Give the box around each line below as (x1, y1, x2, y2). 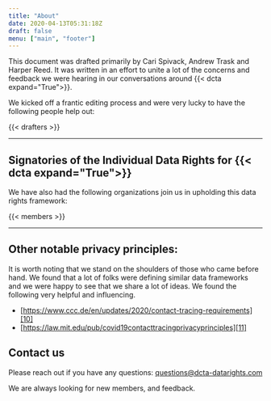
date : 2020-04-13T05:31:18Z (8, 19, 103, 27)
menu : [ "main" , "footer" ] (8, 34, 95, 43)
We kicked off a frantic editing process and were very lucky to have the (8, 98, 246, 108)
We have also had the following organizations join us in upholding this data (8, 188, 256, 197)
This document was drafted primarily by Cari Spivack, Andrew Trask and (8, 57, 250, 66)
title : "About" (8, 11, 60, 20)
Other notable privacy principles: (8, 243, 179, 256)
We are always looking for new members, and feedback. (8, 383, 196, 393)
